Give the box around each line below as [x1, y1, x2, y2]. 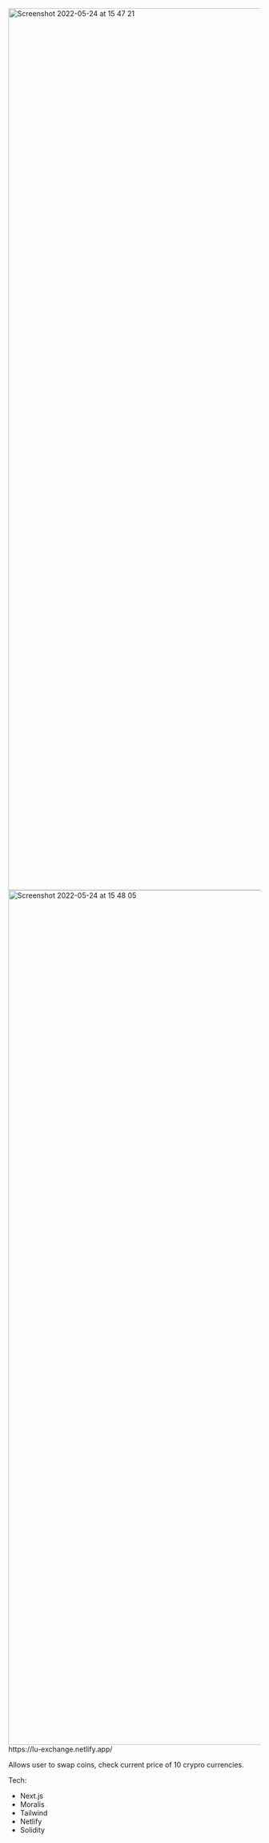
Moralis [19, 1800, 46, 1809]
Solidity [19, 1825, 46, 1834]
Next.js [19, 1791, 44, 1800]
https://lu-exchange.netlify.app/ [8, 1744, 113, 1754]
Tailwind [19, 1808, 48, 1817]
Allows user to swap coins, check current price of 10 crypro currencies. [8, 1760, 244, 1769]
